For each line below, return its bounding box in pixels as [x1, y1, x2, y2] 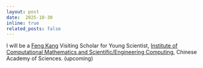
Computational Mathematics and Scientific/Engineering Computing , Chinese [6, 49, 198, 56]
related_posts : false [6, 25, 61, 32]
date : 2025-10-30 [6, 14, 53, 20]
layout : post [6, 8, 40, 15]
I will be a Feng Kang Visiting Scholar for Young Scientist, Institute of [6, 42, 178, 49]
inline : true [6, 20, 40, 26]
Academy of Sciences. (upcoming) [6, 55, 94, 62]
